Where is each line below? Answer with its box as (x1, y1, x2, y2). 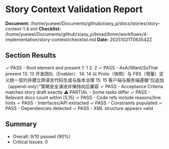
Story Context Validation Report (5, 4, 143, 15)
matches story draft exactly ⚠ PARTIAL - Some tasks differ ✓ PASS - (5, 89, 151, 95)
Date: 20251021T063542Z (97, 36, 152, 43)
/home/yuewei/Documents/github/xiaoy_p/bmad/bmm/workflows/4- (5, 31, 149, 37)
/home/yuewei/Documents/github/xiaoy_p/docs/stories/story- (30, 20, 160, 26)
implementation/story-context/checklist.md (5, 36, 96, 43)
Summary (5, 120, 37, 129)
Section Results (5, 51, 57, 60)
